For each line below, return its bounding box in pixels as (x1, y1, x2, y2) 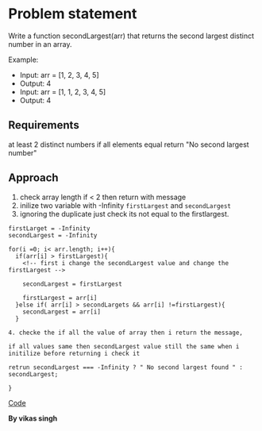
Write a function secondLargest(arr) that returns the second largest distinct (8, 31, 255, 40)
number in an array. (8, 39, 72, 48)
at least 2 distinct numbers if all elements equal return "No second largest (8, 140, 249, 149)
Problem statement (8, 5, 137, 23)
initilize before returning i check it (8, 349, 141, 357)
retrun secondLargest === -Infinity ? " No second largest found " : (8, 363, 244, 371)
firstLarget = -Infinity (8, 224, 91, 233)
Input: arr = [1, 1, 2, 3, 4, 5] (19, 87, 106, 96)
